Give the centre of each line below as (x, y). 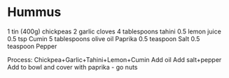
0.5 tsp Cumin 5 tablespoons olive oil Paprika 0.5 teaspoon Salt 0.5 (104, 38)
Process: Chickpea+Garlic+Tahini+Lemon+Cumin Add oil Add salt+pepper (114, 59)
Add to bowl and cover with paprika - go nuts (72, 67)
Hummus (34, 12)
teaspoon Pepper (32, 46)
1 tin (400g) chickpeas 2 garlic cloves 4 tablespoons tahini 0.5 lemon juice (114, 31)
